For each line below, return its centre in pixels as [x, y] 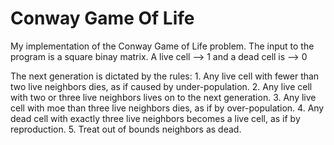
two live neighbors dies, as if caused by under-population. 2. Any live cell [161, 86]
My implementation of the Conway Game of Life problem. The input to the [162, 46]
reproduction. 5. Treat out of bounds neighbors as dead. [126, 129]
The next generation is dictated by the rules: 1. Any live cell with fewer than [165, 76]
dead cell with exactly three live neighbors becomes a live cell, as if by [155, 118]
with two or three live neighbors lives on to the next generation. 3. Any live [163, 97]
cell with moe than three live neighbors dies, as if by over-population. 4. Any [167, 108]
